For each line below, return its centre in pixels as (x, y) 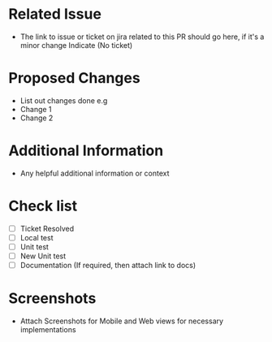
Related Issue (55, 14)
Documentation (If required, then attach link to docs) (108, 265)
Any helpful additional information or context (95, 173)
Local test (37, 237)
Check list (43, 206)
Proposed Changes (74, 78)
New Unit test (43, 256)
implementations (48, 329)
